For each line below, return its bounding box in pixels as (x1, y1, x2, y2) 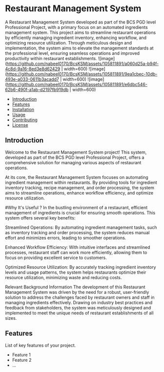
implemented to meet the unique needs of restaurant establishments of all (5, 310, 154, 316)
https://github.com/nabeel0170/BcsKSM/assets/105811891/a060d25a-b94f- (6, 61, 159, 66)
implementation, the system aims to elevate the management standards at (5, 45, 154, 51)
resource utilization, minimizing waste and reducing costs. (5, 274, 122, 280)
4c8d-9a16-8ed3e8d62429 (5, 66, 61, 71)
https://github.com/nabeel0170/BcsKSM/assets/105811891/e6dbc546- (6, 81, 148, 87)
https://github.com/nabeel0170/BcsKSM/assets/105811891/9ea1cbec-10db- (6, 71, 158, 77)
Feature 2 (12, 357, 32, 363)
